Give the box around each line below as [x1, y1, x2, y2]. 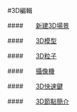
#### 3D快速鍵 [7, 82, 63, 91]
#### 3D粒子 [7, 52, 57, 60]
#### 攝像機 [7, 67, 55, 75]
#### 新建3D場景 [7, 21, 70, 30]
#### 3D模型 [7, 36, 57, 45]
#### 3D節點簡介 [7, 97, 70, 106]
